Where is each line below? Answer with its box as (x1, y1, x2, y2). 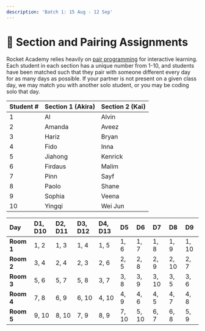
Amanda (45, 123, 69, 131)
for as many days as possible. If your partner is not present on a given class (6, 74, 197, 82)
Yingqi (45, 202, 63, 210)
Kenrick (101, 152, 123, 160)
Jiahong (45, 152, 68, 160)
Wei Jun (101, 202, 124, 210)
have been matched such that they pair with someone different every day (6, 68, 191, 76)
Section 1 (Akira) (45, 102, 96, 110)
